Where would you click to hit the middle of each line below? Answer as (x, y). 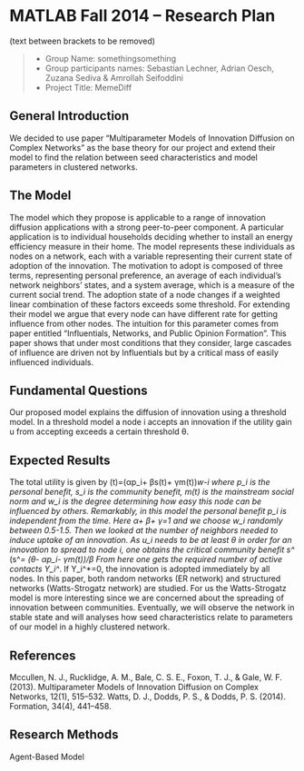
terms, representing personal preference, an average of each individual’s (145, 275)
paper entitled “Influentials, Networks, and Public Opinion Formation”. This (148, 333)
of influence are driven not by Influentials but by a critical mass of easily (144, 352)
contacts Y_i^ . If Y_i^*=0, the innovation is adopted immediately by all (140, 569)
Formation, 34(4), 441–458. (60, 706)
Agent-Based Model (47, 756)
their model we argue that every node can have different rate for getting (144, 313)
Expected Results (60, 460)
